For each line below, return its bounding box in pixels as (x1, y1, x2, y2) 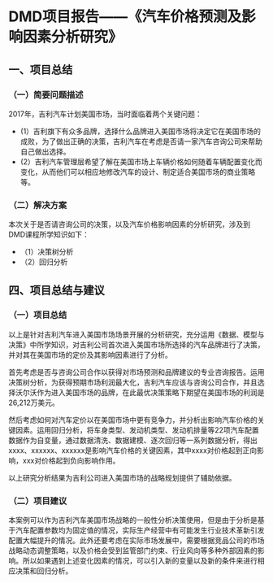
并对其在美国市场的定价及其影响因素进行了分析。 (8, 350, 172, 359)
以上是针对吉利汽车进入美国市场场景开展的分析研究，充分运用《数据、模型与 (8, 329, 265, 339)
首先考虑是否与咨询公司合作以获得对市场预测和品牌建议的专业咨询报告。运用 (8, 367, 265, 376)
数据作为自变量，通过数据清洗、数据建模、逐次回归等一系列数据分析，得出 (8, 435, 258, 445)
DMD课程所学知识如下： (8, 229, 89, 240)
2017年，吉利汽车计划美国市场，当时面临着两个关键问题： (8, 109, 202, 119)
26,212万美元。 (8, 398, 59, 407)
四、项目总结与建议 (8, 283, 105, 297)
